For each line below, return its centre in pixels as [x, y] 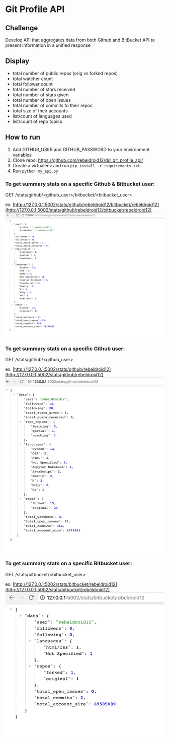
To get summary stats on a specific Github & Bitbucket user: [80, 184]
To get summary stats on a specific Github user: [65, 349]
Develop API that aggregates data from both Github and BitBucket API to [80, 40]
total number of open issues [42, 100]
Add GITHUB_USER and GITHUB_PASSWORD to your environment [81, 149]
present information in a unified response [48, 45]
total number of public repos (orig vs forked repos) [65, 73]
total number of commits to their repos [52, 105]
